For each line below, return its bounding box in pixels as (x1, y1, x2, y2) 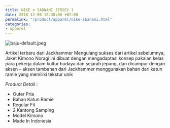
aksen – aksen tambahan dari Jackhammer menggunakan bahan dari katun (5, 66, 162, 72)
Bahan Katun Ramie (12, 97, 54, 103)
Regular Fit (12, 102, 36, 108)
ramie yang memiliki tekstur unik (5, 71, 73, 77)
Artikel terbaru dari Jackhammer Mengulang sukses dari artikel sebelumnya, (5, 50, 165, 56)
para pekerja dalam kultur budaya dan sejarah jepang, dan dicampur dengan (5, 61, 165, 67)
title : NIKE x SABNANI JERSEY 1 (5, 7, 74, 13)
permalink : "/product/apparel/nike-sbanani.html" (5, 17, 113, 22)
